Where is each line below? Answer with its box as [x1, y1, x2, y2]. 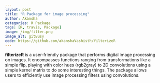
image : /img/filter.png [5, 29, 53, 34]
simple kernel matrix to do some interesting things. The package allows [5, 67, 147, 73]
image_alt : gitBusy [5, 34, 44, 39]
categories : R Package [5, 20, 51, 26]
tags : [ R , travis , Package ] [5, 25, 62, 30]
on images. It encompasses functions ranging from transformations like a [5, 56, 151, 63]
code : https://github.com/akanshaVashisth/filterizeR [5, 39, 116, 43]
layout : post [5, 7, 31, 12]
